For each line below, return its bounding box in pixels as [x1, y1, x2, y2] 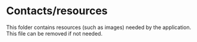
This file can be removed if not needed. [6, 30, 103, 37]
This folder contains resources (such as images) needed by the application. [6, 24, 192, 31]
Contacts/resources [6, 4, 108, 18]
